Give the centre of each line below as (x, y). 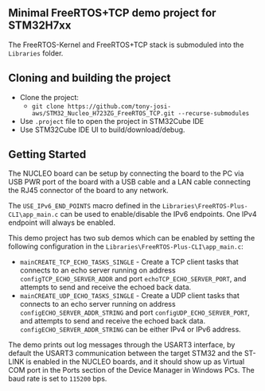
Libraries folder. (36, 53)
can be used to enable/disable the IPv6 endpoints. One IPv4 (158, 215)
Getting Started (47, 155)
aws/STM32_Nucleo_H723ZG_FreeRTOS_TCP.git (103, 113)
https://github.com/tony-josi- (119, 106)
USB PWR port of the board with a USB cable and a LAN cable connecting (129, 182)
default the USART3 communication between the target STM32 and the (125, 354)
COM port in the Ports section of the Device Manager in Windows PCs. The (131, 370)
